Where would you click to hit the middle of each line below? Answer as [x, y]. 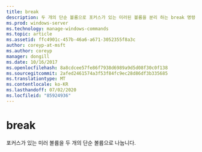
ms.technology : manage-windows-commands [58, 29]
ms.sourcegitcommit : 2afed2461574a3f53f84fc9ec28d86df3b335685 [87, 73]
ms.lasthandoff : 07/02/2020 [41, 90]
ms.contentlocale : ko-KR [37, 85]
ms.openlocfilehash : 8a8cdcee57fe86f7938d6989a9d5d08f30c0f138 [87, 68]
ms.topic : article [29, 34]
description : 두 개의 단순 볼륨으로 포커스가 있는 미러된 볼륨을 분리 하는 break [95, 17]
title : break [23, 12]
